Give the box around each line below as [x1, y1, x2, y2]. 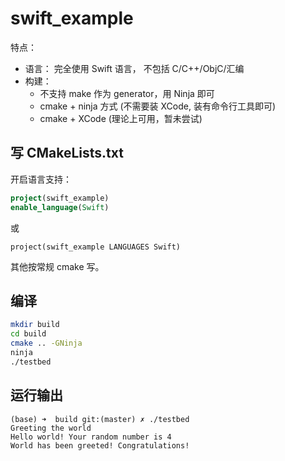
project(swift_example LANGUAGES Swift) [10, 242, 182, 252]
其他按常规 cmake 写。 [10, 260, 105, 272]
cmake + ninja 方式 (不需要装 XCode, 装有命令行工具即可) [39, 100, 276, 112]
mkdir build [10, 320, 60, 330]
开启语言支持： [10, 173, 72, 185]
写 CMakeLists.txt [10, 145, 124, 162]
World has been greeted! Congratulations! [10, 440, 190, 451]
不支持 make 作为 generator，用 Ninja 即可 [39, 87, 215, 99]
